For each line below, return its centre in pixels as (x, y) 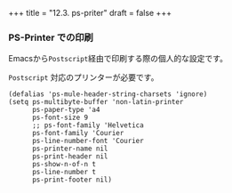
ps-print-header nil (70, 157)
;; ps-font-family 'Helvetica (88, 125)
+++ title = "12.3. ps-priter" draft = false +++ (90, 13)
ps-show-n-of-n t (64, 165)
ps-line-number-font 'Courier (88, 141)
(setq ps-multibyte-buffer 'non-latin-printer (96, 102)
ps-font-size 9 (60, 118)
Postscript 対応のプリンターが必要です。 (84, 77)
